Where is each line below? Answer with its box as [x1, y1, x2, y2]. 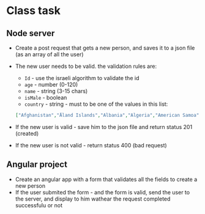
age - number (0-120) [24, 81, 78, 88]
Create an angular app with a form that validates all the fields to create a [15, 175, 198, 183]
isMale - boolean [24, 94, 67, 101]
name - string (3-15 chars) [24, 87, 88, 95]
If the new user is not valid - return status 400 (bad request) [15, 141, 167, 149]
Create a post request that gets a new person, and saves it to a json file [15, 44, 195, 51]
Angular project [6, 160, 67, 170]
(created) [15, 130, 39, 137]
